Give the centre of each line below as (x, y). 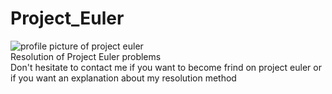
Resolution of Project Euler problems (86, 56)
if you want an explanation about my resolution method (123, 78)
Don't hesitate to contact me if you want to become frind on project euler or (166, 67)
